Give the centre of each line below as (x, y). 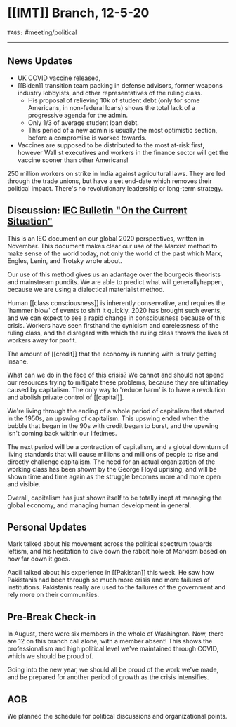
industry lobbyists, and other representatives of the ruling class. (110, 93)
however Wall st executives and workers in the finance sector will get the (123, 152)
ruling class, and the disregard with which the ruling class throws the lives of (118, 333)
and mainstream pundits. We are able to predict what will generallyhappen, (116, 281)
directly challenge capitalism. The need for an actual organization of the (111, 462)
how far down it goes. (39, 559)
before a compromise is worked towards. (87, 138)
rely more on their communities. (53, 595)
